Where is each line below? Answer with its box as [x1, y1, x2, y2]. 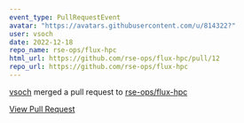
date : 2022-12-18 [9, 37, 74, 47]
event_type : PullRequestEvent [9, 12, 122, 22]
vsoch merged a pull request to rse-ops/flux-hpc [9, 86, 188, 97]
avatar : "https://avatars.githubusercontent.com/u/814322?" [9, 21, 237, 30]
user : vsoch [9, 29, 53, 38]
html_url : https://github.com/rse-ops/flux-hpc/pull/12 [9, 54, 220, 63]
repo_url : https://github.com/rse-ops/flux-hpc [9, 63, 189, 72]
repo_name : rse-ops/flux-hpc [9, 46, 117, 55]
